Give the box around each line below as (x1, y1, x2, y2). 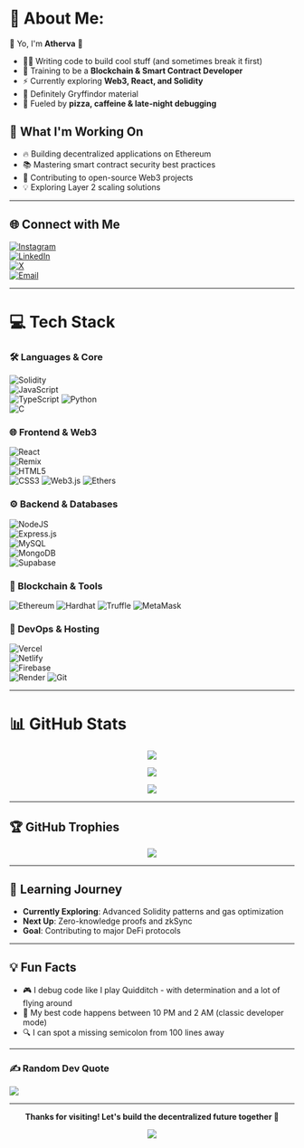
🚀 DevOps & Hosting (9, 622, 100, 635)
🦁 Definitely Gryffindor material (22, 88, 138, 99)
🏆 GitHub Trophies (9, 819, 120, 835)
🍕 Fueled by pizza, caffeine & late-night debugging (22, 98, 217, 109)
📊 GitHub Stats (9, 714, 128, 735)
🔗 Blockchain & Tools (9, 579, 103, 592)
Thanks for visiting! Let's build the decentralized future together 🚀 (24, 1111, 280, 1122)
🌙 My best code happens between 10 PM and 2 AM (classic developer (22, 1007, 285, 1018)
